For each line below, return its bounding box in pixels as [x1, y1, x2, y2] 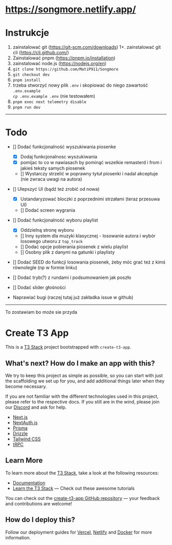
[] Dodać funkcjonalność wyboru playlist [12, 217, 98, 224]
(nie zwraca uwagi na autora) [20, 176, 82, 183]
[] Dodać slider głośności [12, 285, 66, 291]
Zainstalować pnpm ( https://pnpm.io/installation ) [12, 55, 116, 61]
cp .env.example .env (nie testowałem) [12, 93, 96, 99]
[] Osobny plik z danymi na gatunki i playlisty [20, 249, 115, 255]
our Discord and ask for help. [5, 404, 67, 411]
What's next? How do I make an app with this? [5, 359, 155, 368]
